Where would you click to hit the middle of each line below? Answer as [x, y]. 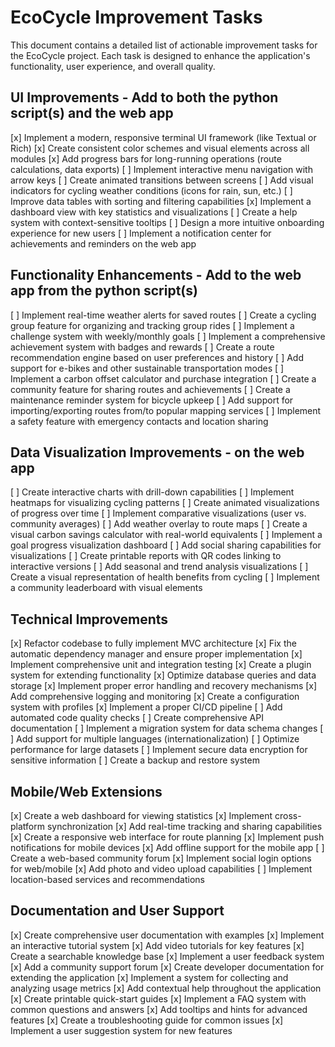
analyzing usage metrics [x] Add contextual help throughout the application [166, 988]
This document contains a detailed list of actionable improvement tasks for [164, 45]
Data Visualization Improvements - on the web [157, 452]
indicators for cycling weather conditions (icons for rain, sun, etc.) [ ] [151, 190]
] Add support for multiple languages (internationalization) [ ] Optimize [155, 739]
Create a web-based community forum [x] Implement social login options [161, 858]
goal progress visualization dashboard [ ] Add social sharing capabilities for [166, 545]
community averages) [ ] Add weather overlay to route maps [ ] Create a [159, 524]
